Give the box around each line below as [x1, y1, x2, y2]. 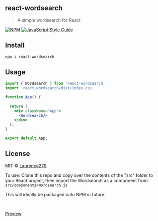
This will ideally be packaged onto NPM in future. [5, 191, 106, 197]
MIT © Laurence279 [5, 163, 47, 168]
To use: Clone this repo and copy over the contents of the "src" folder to [5, 172, 153, 178]
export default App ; [5, 136, 48, 141]
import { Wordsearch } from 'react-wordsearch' [5, 81, 106, 86]
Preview [5, 211, 22, 217]
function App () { [5, 95, 41, 100]
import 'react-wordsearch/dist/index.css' [5, 86, 94, 91]
